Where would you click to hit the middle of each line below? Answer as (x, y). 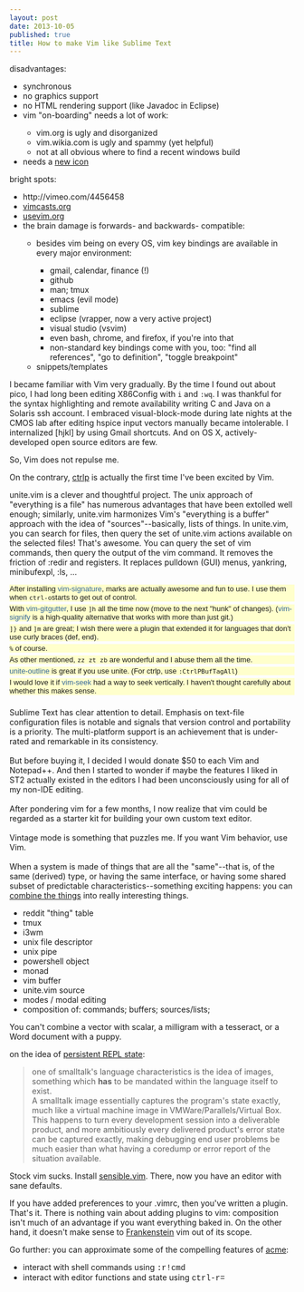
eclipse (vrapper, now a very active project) (131, 319)
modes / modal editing (64, 1000)
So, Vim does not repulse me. (64, 460)
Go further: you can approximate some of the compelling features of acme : (149, 1250)
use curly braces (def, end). (54, 637)
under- (266, 732)
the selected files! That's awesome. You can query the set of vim (130, 543)
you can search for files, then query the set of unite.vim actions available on (151, 534)
